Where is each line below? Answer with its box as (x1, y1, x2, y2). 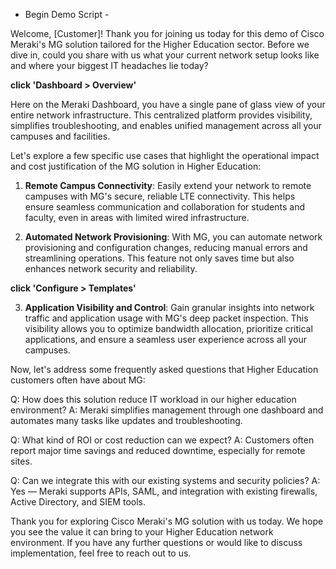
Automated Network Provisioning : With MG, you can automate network (24, 231, 323, 243)
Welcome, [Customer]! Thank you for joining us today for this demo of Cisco (10, 28, 325, 39)
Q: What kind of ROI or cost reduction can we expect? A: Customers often (10, 434, 315, 446)
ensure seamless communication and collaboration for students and (24, 201, 306, 213)
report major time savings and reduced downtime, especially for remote (10, 445, 306, 456)
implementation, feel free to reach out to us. (10, 547, 192, 559)
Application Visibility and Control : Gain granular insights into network (24, 302, 315, 313)
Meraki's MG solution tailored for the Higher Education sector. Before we (10, 39, 310, 50)
